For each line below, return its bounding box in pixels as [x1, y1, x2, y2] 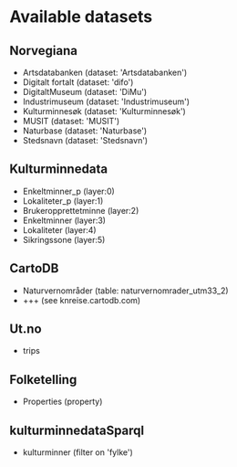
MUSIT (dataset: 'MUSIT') [22, 116, 120, 126]
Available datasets [9, 6, 153, 27]
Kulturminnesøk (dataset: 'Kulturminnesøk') [22, 106, 187, 116]
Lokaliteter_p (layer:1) [22, 195, 104, 207]
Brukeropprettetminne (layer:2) [22, 205, 139, 216]
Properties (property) [22, 396, 103, 408]
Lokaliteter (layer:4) [22, 224, 98, 235]
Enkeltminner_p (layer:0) [22, 186, 116, 196]
